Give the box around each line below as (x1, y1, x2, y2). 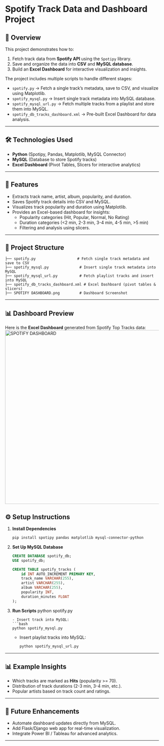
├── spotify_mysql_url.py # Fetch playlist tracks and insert (5, 273, 154, 279)
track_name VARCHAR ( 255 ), (21, 576, 74, 581)
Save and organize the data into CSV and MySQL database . (12, 61, 133, 67)
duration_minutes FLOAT (21, 594, 69, 599)
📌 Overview (5, 33, 41, 42)
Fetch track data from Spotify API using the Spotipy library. (12, 56, 132, 62)
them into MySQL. (12, 106, 49, 112)
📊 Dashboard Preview (5, 309, 74, 317)
